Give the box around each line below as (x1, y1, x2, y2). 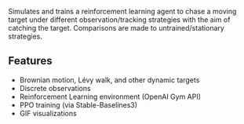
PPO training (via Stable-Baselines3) (19, 100, 138, 109)
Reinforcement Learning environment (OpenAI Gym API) (19, 92, 202, 101)
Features (8, 54, 53, 67)
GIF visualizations (19, 108, 77, 118)
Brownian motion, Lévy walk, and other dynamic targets (19, 75, 200, 85)
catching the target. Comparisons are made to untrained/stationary (8, 24, 225, 32)
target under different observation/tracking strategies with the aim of (8, 15, 231, 24)
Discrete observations (19, 83, 92, 93)
